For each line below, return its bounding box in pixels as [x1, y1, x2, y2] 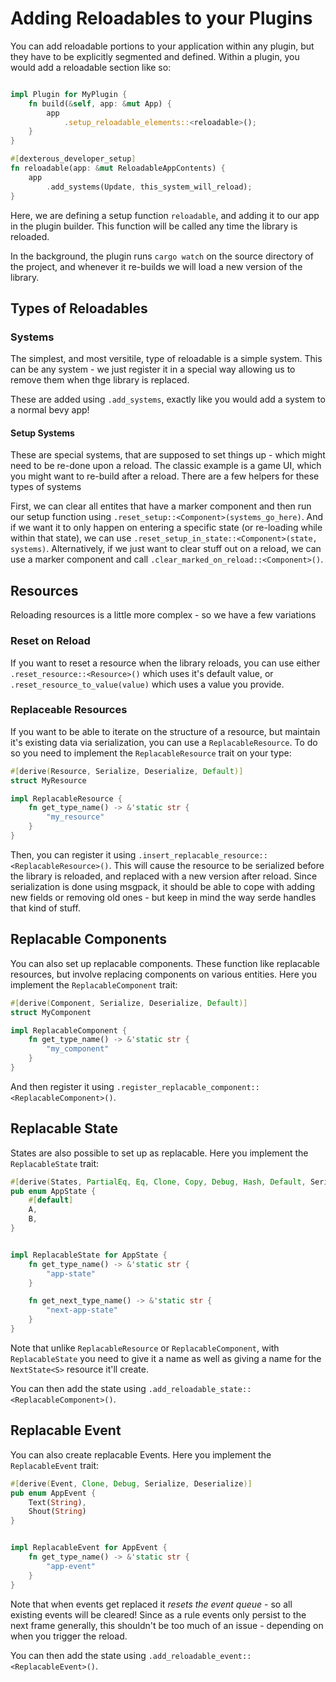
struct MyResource [10, 775, 87, 786]
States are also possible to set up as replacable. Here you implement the [10, 1147, 309, 1159]
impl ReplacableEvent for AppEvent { [10, 1543, 168, 1553]
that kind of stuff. [10, 902, 81, 914]
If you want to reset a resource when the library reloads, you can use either [10, 657, 321, 669]
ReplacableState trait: [10, 1157, 100, 1169]
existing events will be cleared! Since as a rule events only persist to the [10, 1608, 307, 1621]
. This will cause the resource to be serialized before [108, 859, 325, 871]
